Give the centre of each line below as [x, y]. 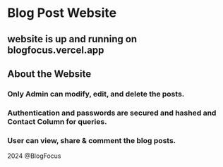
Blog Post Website [62, 13]
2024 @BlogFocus [34, 156]
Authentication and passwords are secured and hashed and [112, 113]
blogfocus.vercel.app [56, 50]
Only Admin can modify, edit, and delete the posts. [96, 94]
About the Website [49, 74]
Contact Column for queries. [57, 121]
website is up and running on [72, 39]
